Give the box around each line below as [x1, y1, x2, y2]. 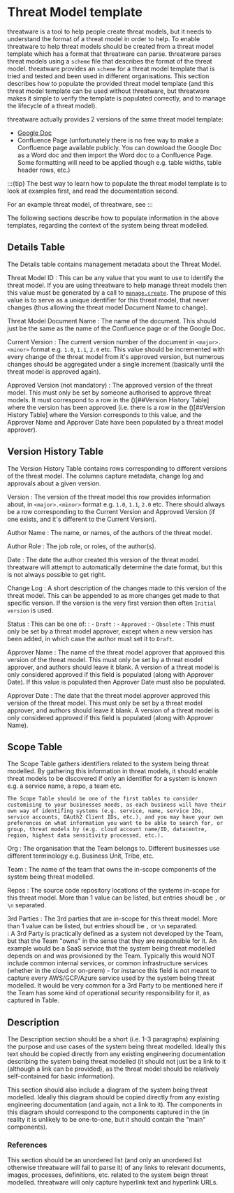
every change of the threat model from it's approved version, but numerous [7, 352, 225, 360]
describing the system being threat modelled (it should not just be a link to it [7, 1057, 226, 1066]
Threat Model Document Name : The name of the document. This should [7, 316, 217, 325]
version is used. [7, 606, 54, 615]
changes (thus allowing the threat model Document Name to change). [7, 303, 208, 312]
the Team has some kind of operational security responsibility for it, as [7, 989, 210, 997]
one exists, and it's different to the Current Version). [7, 515, 157, 523]
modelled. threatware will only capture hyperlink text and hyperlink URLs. [7, 1178, 219, 1187]
